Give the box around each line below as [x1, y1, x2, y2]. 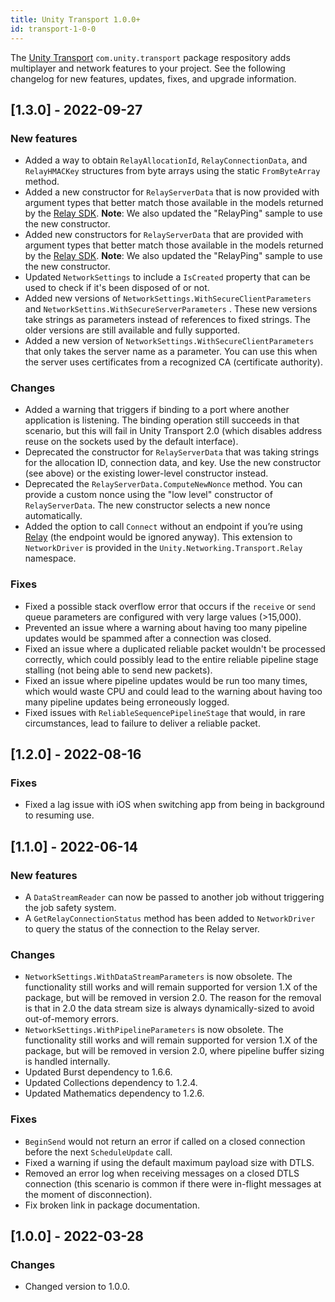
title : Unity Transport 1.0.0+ [10, 14, 141, 25]
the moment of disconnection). [24, 1188, 153, 1200]
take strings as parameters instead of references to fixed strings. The [24, 314, 311, 326]
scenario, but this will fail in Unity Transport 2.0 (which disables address [24, 425, 323, 437]
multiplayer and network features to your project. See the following [10, 62, 286, 74]
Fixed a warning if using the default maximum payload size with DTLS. [24, 1156, 315, 1168]
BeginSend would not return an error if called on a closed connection [24, 1135, 306, 1147]
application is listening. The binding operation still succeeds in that [24, 414, 300, 426]
